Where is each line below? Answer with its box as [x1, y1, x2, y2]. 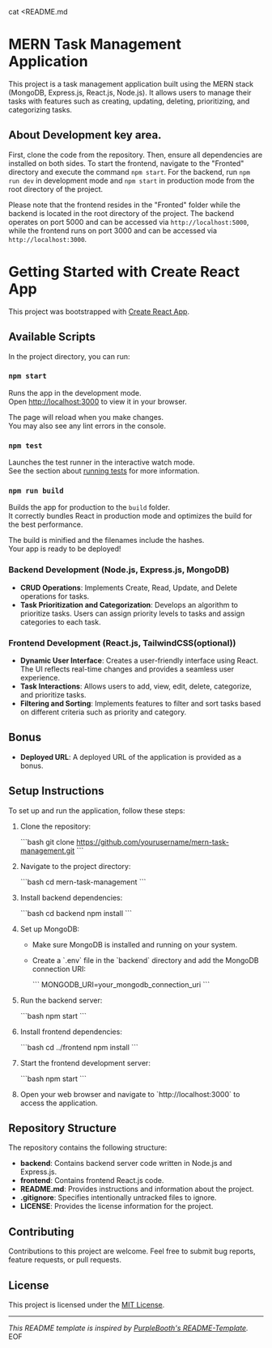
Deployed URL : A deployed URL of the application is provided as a [19, 752, 241, 761]
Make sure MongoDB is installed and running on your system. [32, 939, 238, 949]
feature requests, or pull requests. [8, 1255, 121, 1265]
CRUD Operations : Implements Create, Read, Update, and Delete [19, 583, 237, 592]
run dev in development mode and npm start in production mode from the [8, 176, 255, 185]
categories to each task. [19, 617, 101, 626]
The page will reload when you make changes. [8, 412, 164, 422]
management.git [19, 846, 75, 855]
